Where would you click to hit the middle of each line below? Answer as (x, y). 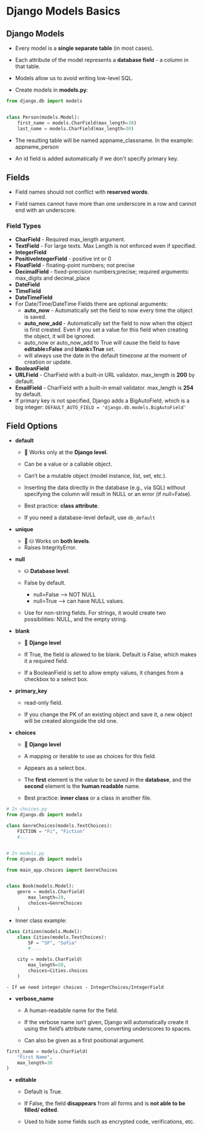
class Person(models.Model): (43, 117)
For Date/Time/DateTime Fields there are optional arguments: (92, 304)
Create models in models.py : (52, 90)
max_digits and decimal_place (52, 278)
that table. (28, 66)
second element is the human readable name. (82, 786)
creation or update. (48, 362)
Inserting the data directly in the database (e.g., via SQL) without (105, 487)
